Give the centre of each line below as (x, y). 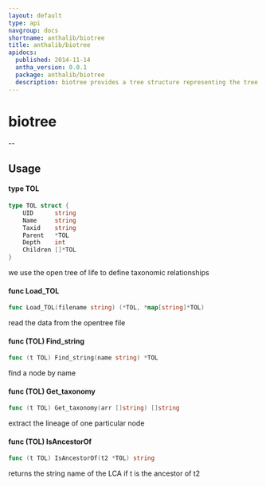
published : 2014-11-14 (53, 60)
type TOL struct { (39, 206)
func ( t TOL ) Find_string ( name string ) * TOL (83, 358)
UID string (50, 213)
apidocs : (23, 52)
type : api (25, 23)
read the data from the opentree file (67, 323)
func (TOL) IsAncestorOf (50, 441)
